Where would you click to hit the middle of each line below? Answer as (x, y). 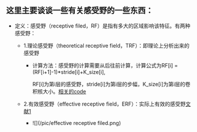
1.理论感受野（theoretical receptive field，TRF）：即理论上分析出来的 (106, 45)
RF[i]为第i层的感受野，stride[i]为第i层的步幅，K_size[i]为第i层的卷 (111, 84)
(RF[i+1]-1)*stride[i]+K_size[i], (69, 72)
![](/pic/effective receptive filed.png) (77, 123)
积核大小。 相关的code (59, 91)
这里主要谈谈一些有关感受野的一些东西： (80, 11)
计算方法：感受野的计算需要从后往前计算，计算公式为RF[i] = (105, 65)
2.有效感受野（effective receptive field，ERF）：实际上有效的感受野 (104, 104)
